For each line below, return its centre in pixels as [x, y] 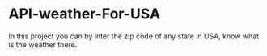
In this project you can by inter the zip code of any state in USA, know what [134, 36]
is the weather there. [43, 44]
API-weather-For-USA [85, 14]
